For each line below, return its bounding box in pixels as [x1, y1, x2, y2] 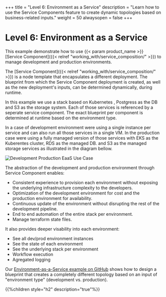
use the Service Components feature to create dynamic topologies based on [5, 9, 162, 15]
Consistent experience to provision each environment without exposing [12, 179, 158, 185]
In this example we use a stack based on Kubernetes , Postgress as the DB [5, 99, 158, 105]
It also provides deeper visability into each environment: [5, 226, 120, 232]
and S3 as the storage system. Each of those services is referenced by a [5, 104, 154, 110]
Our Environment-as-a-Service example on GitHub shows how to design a [5, 266, 157, 272]
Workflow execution [12, 251, 54, 257]
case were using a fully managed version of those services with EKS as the [5, 135, 159, 141]
